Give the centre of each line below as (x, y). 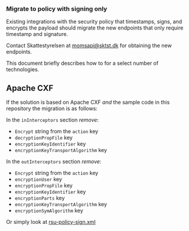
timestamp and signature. (37, 34)
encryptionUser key (38, 179)
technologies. (23, 70)
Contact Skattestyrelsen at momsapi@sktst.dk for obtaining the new (89, 45)
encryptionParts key (40, 198)
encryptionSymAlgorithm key (49, 210)
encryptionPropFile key (43, 186)
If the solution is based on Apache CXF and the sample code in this (88, 103)
